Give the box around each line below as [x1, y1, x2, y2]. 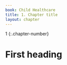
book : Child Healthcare [5, 7, 56, 13]
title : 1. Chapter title [5, 12, 58, 17]
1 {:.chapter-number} [5, 31, 49, 37]
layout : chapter [5, 17, 40, 22]
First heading [5, 49, 62, 60]
